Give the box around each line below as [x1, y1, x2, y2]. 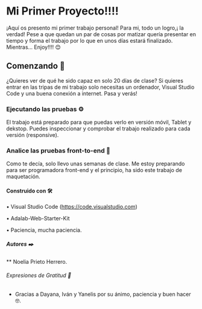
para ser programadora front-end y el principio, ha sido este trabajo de [6, 167, 183, 174]
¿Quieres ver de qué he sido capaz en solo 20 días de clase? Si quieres [6, 77, 184, 84]
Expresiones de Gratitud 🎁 [6, 272, 71, 279]
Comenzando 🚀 [6, 61, 65, 71]
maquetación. [6, 173, 40, 180]
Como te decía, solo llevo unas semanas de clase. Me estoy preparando [6, 160, 185, 167]
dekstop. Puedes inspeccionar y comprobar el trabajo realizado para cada [6, 125, 191, 132]
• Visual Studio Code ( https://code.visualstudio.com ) [6, 203, 137, 210]
